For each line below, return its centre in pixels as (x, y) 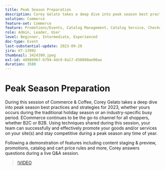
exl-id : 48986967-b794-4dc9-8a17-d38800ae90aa (54, 60)
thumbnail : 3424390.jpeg (30, 55)
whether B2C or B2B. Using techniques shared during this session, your (78, 123)
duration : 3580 (21, 64)
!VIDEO (24, 163)
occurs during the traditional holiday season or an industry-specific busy (79, 113)
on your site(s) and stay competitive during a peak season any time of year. (82, 133)
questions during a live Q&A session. (42, 153)
